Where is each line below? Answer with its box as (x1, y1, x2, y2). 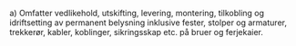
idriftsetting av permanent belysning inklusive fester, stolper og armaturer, (9, 17, 287, 28)
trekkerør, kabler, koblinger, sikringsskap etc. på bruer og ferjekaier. (9, 27, 264, 37)
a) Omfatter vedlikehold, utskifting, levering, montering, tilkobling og (9, 8, 265, 18)
